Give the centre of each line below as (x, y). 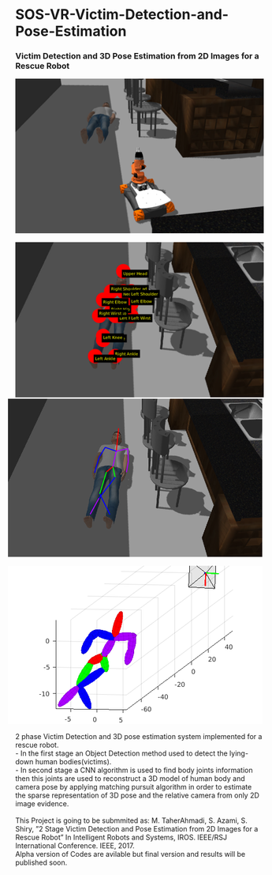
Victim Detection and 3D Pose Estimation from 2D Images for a (137, 56)
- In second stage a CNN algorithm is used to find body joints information (134, 770)
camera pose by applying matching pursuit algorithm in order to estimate (134, 786)
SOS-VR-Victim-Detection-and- (122, 15)
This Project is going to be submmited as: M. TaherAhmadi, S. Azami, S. (131, 820)
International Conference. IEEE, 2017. (75, 845)
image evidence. (42, 803)
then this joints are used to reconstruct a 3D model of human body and (130, 778)
